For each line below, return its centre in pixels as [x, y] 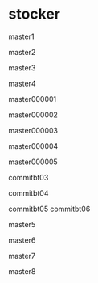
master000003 [33, 130]
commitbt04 [29, 193]
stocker [35, 14]
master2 [22, 52]
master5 [22, 224]
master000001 [33, 99]
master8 [22, 271]
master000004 [33, 146]
